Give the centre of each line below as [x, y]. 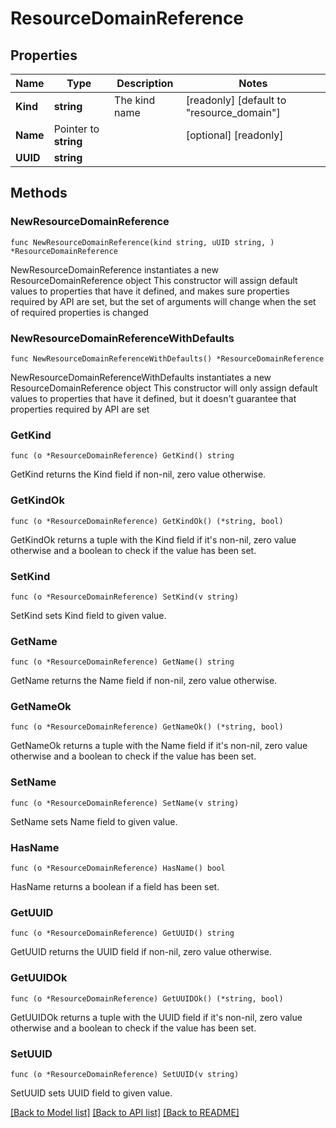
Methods [39, 193]
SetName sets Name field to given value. [94, 821]
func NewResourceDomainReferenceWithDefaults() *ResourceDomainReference [167, 358]
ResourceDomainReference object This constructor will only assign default [164, 388]
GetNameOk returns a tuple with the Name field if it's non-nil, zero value [159, 746]
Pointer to [76, 129]
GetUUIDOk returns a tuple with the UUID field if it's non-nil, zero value [156, 1017]
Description [145, 83]
